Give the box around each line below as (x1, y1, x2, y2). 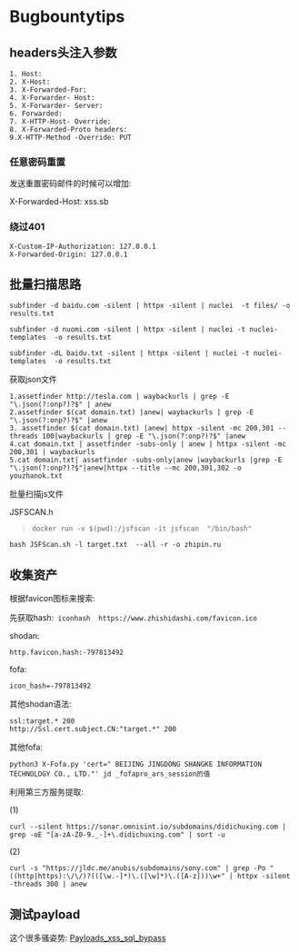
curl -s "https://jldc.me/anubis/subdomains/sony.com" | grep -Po (9, 864, 266, 873)
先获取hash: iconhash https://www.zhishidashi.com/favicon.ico (9, 612, 257, 623)
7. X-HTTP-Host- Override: (9, 117, 112, 126)
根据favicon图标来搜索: (9, 593, 95, 604)
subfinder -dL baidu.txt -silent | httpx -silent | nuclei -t (9, 349, 250, 358)
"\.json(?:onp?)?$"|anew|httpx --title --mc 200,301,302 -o (9, 463, 243, 473)
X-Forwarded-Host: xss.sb (9, 196, 109, 207)
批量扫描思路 (9, 276, 82, 292)
